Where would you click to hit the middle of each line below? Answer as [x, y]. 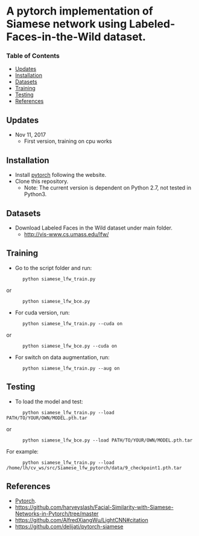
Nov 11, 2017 [30, 135]
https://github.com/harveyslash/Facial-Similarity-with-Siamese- [94, 508]
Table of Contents [33, 56]
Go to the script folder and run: [53, 268]
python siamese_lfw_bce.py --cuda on [70, 346]
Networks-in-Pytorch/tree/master [57, 514]
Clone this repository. [42, 181]
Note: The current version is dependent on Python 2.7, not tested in [108, 188]
